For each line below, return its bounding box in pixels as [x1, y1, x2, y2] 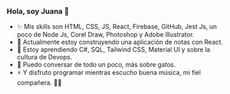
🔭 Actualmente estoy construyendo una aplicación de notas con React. [16, 38, 223, 47]
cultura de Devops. [16, 53, 73, 61]
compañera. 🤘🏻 [16, 78, 62, 87]
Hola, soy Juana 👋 [6, 6, 70, 16]
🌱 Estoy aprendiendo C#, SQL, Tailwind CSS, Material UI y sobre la [16, 45, 211, 54]
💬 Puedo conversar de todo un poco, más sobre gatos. [16, 60, 176, 69]
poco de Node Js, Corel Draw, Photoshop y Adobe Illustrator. [16, 30, 195, 39]
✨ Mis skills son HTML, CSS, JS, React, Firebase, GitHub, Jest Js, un [16, 23, 217, 31]
